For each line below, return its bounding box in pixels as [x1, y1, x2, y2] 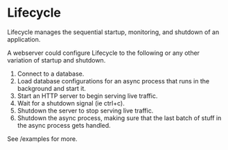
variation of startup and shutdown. [7, 56, 106, 64]
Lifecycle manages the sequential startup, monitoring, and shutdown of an [7, 28, 220, 36]
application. [7, 35, 41, 43]
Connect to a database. [17, 69, 85, 78]
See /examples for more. [7, 134, 78, 143]
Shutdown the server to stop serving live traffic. [17, 106, 154, 115]
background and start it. [17, 84, 87, 92]
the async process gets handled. [17, 121, 111, 129]
